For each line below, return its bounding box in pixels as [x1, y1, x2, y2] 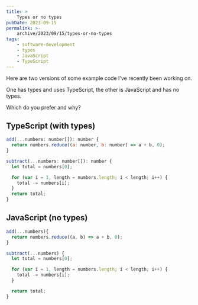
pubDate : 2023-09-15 [6, 20, 57, 25]
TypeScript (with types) [6, 121, 96, 131]
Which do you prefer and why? [6, 104, 81, 111]
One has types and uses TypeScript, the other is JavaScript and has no [6, 86, 180, 93]
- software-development [17, 42, 76, 48]
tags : [6, 36, 20, 42]
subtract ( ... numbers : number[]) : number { [6, 158, 112, 164]
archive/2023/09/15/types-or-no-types [17, 31, 112, 37]
